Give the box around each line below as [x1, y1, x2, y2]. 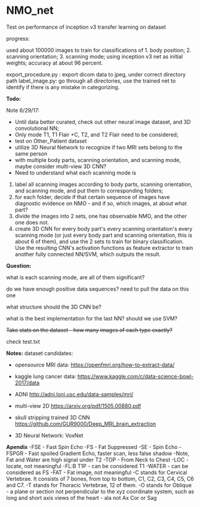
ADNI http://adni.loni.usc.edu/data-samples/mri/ [14, 390, 134, 398]
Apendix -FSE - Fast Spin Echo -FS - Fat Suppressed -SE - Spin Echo [6, 443, 178, 450]
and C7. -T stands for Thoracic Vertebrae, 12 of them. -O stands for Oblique [6, 481, 192, 488]
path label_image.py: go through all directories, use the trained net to [6, 77, 176, 84]
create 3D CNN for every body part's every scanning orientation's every [14, 225, 193, 232]
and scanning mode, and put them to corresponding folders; [14, 187, 164, 194]
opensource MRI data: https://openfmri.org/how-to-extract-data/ [14, 361, 175, 368]
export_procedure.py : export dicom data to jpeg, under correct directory [6, 71, 186, 78]
